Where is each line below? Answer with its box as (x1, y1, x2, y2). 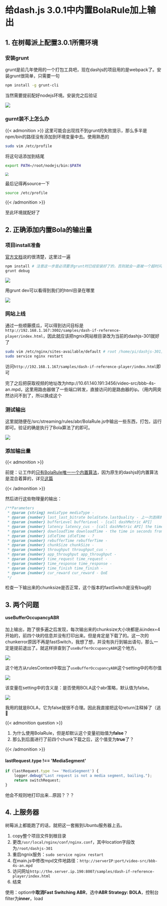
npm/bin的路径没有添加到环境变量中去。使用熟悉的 (5, 134, 109, 140)
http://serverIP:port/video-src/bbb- (79, 858, 158, 863)
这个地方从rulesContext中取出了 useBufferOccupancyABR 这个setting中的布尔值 (5, 665, 162, 671)
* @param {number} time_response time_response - (7, 561, 112, 566)
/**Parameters (5, 506, 35, 511)
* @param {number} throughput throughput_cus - (7, 547, 108, 552)
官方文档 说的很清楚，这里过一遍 (5, 254, 71, 260)
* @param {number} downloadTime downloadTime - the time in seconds (7, 528, 153, 534)
